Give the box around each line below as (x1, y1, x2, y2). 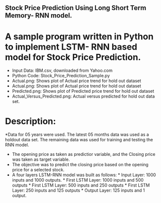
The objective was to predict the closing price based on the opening (12, 162, 149, 168)
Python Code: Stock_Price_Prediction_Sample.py (12, 73, 110, 79)
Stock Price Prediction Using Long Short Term (5, 4, 146, 12)
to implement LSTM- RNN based (5, 41, 137, 52)
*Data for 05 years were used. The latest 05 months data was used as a (5, 132, 149, 137)
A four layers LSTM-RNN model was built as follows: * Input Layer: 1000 (12, 172, 156, 178)
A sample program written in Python (5, 31, 154, 42)
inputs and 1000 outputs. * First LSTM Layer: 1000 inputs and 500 (12, 177, 144, 183)
